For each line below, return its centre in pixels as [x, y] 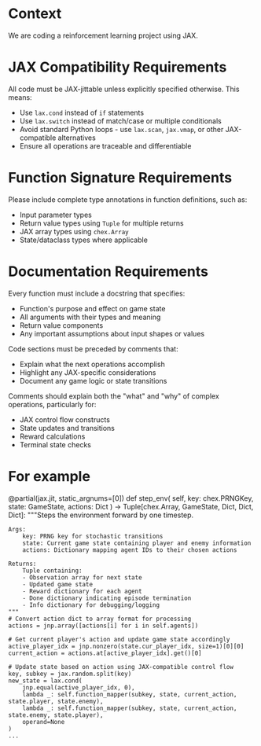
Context [35, 14]
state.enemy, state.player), [56, 715]
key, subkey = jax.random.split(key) [70, 674]
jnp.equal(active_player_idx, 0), [79, 687]
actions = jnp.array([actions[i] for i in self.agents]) [103, 626]
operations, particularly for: [52, 404]
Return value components [61, 325]
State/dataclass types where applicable [83, 240]
